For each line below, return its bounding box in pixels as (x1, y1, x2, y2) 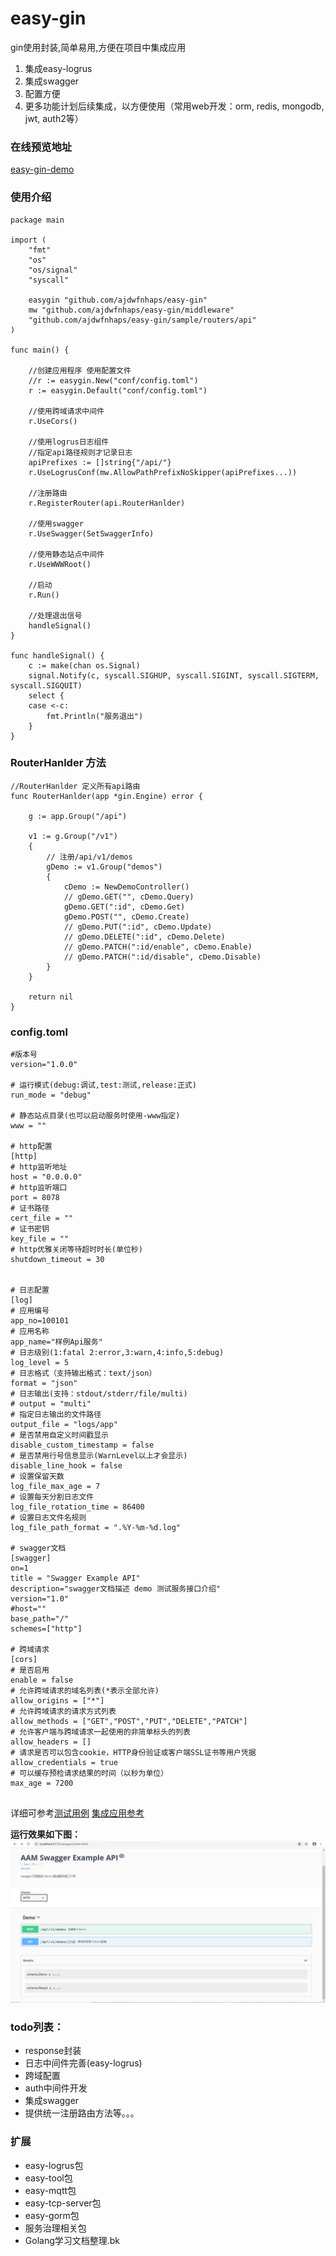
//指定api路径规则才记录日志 (28, 447, 133, 457)
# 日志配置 (10, 1285, 50, 1296)
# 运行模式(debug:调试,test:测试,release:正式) (10, 1080, 197, 1091)
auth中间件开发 (24, 2082, 88, 2094)
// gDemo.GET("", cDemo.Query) (63, 892, 195, 902)
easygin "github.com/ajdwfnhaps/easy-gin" (28, 295, 208, 305)
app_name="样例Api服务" (10, 1337, 103, 1347)
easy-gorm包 (24, 2209, 80, 2221)
